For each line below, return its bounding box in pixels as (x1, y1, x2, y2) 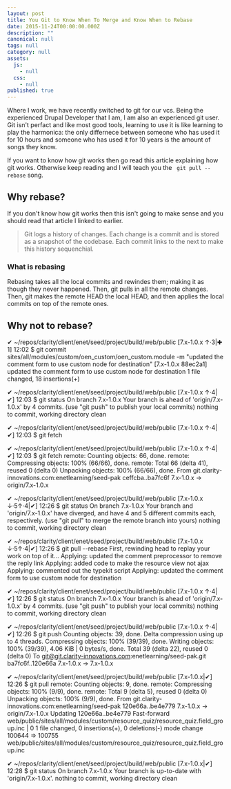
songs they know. (7, 143, 57, 151)
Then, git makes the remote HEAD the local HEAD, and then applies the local (7, 292, 224, 301)
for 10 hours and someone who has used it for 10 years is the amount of (7, 135, 211, 144)
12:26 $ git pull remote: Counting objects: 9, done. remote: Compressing (7, 680, 212, 688)
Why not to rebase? (7, 319, 93, 332)
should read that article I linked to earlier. (7, 216, 123, 225)
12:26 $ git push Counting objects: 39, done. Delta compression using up (16, 630, 223, 638)
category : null (7, 49, 51, 56)
